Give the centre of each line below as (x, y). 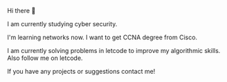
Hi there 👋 (21, 11)
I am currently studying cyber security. (62, 24)
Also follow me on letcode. (45, 58)
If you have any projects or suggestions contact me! (81, 71)
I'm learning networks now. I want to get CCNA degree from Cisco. (102, 37)
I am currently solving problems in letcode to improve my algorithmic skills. (114, 51)
